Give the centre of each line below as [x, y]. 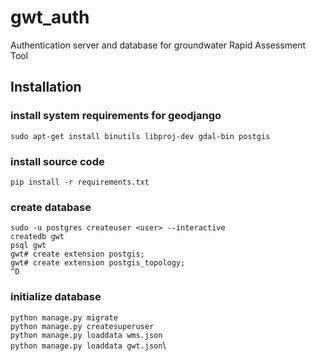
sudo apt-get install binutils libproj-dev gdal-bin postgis [140, 136]
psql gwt [28, 246]
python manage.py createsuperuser [82, 326]
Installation [46, 87]
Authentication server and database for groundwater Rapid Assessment [158, 45]
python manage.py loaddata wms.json [86, 335]
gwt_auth [50, 17]
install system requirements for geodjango [116, 116]
